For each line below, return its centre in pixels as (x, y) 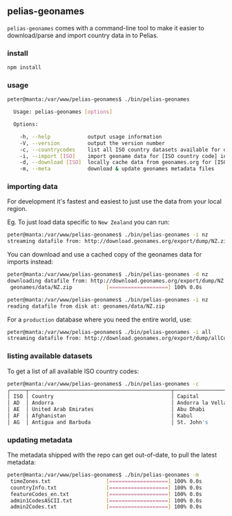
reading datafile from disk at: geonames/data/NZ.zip (86, 306)
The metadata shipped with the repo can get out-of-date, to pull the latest (112, 455)
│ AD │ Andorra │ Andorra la (108, 403)
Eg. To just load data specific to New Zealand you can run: (88, 222)
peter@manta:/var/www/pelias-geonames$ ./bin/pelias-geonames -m (103, 475)
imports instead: (30, 262)
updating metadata (40, 439)
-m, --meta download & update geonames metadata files (117, 169)
